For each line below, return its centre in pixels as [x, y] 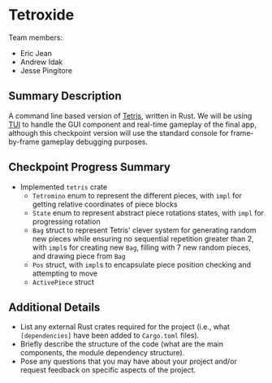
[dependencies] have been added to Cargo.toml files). [110, 336]
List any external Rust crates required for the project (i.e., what [125, 327]
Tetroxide [41, 15]
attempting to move [65, 273]
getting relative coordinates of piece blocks [105, 204]
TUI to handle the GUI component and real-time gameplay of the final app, [133, 124]
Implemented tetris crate [64, 187]
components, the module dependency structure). [102, 353]
